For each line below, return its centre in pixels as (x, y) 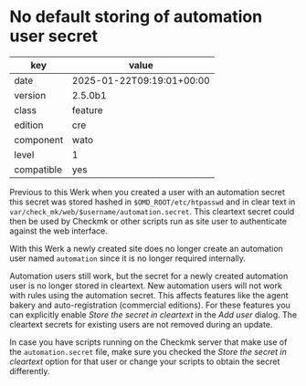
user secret (54, 36)
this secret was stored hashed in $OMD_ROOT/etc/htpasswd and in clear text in (153, 202)
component (39, 140)
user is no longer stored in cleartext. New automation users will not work (146, 286)
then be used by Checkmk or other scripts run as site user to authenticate (148, 221)
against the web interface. (58, 231)
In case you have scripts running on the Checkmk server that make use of (148, 342)
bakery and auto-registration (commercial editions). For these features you (150, 305)
